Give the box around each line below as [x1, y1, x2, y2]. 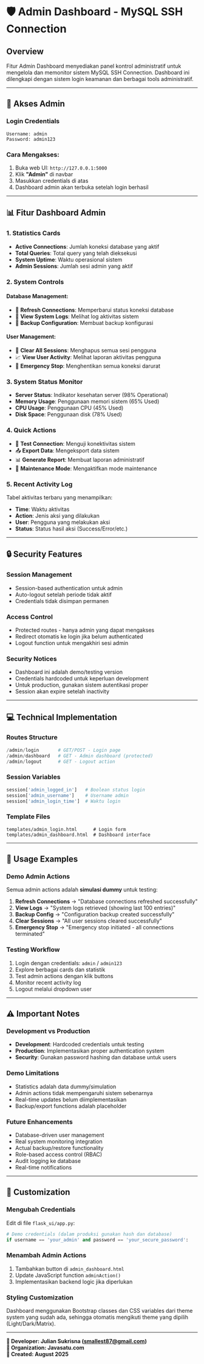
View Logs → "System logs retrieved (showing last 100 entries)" [15, 904, 176, 912]
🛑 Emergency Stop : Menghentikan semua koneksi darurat [15, 362, 161, 370]
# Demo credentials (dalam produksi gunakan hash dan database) [6, 1231, 172, 1237]
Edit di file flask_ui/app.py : [6, 1219, 75, 1226]
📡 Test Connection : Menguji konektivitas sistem [15, 440, 135, 447]
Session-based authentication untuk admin [15, 584, 123, 591]
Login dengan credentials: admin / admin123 [15, 959, 123, 966]
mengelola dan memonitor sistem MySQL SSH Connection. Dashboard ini [6, 69, 190, 76]
